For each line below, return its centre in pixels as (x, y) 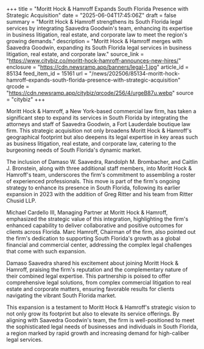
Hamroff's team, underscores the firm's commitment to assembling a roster (101, 175)
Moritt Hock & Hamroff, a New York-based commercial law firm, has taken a (101, 111)
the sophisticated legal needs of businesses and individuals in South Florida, (102, 326)
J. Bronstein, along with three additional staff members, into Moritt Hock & (99, 168)
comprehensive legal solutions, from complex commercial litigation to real (99, 282)
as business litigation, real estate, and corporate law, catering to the (91, 143)
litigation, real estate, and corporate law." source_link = (75, 54)
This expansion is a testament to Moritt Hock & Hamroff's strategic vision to (101, 307)
